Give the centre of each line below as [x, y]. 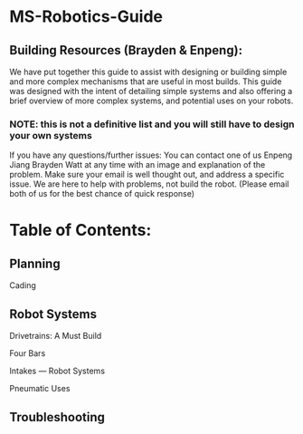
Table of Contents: [80, 231]
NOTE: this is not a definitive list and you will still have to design [152, 124]
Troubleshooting [57, 417]
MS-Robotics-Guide [86, 17]
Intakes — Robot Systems [57, 371]
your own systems [51, 135]
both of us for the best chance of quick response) [102, 194]
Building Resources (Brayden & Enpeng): [126, 50]
